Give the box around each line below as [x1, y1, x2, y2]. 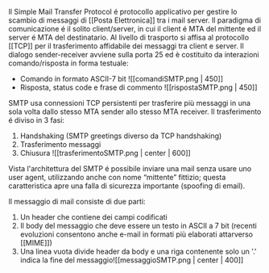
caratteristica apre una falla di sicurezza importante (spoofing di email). [8, 181, 246, 191]
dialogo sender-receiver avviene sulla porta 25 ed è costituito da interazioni [8, 50, 259, 59]
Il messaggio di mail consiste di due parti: [8, 197, 147, 206]
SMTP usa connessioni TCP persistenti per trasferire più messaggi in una [8, 99, 251, 107]
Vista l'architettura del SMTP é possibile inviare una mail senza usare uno [8, 164, 252, 173]
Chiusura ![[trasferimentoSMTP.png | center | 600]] [19, 149, 191, 157]
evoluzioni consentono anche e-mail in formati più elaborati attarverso [19, 229, 254, 239]
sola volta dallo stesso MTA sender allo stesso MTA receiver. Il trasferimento [8, 107, 262, 116]
